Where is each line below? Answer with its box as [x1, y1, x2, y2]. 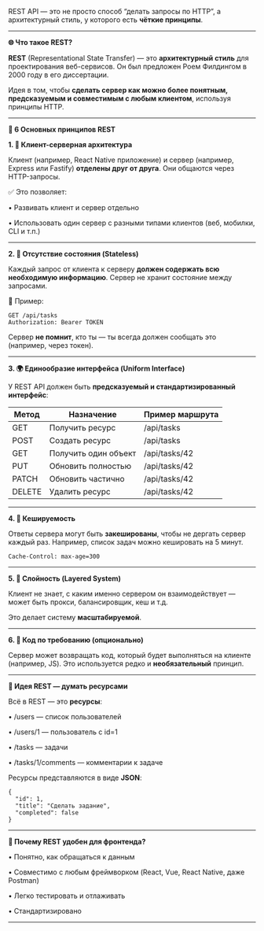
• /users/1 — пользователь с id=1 [8, 727, 118, 737]
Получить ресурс [49, 423, 116, 433]
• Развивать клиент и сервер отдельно [8, 203, 140, 212]
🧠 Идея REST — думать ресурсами [8, 682, 128, 691]
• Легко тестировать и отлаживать [8, 891, 126, 900]
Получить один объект [49, 448, 137, 459]
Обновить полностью [49, 460, 132, 471]
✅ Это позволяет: [8, 187, 68, 196]
